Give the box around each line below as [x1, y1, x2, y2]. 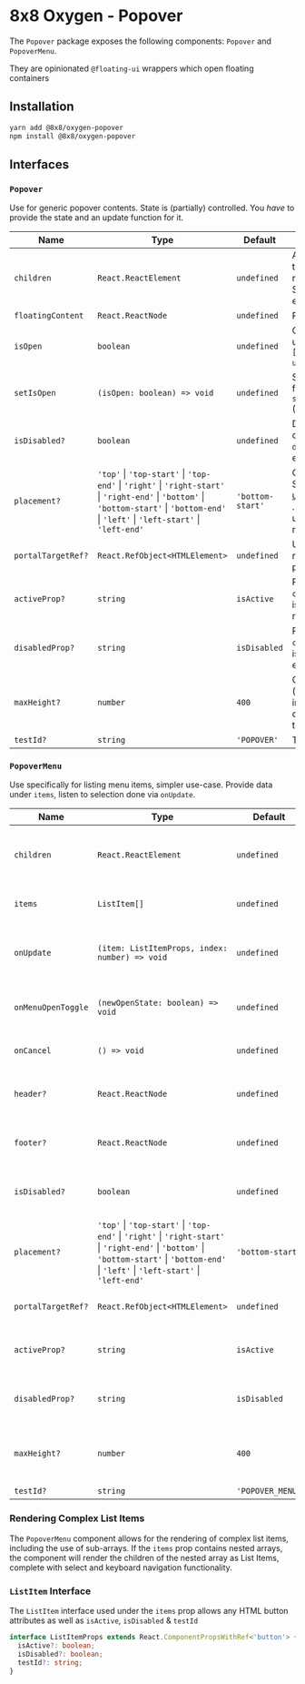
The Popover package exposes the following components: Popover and [9, 36, 272, 46]
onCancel [14, 1046, 52, 1056]
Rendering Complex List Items [9, 1512, 145, 1525]
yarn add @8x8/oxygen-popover [9, 123, 124, 132]
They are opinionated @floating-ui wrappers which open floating [9, 63, 254, 74]
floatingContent [14, 310, 84, 321]
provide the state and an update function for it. [9, 212, 184, 223]
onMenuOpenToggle [14, 1002, 89, 1013]
